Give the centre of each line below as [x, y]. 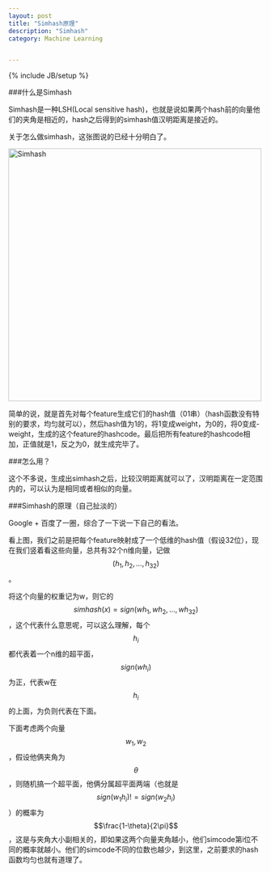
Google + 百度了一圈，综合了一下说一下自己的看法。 [96, 523]
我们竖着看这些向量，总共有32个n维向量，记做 [93, 550]
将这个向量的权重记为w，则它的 [61, 596]
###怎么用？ [30, 461]
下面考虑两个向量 [37, 728]
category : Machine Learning [56, 38]
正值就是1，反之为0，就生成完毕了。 [83, 444]
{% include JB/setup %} [49, 76]
